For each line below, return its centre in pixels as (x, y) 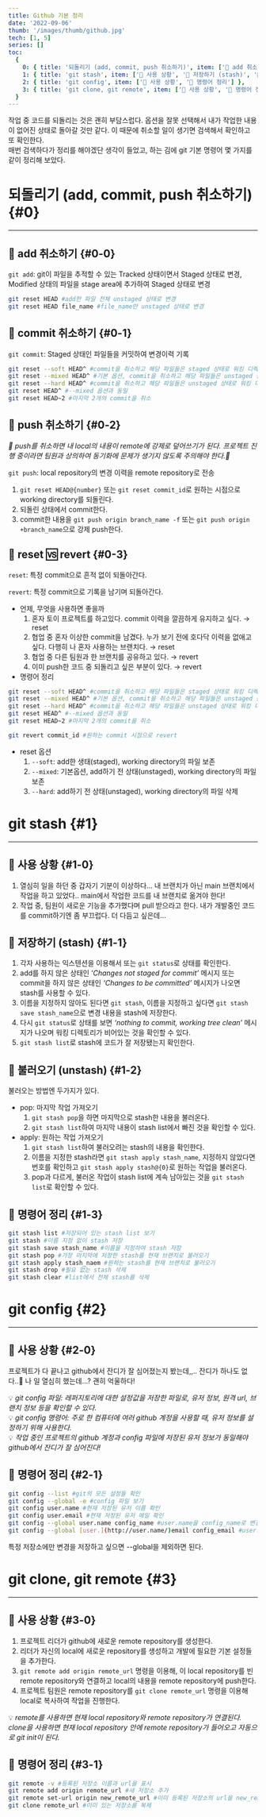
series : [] (26, 45)
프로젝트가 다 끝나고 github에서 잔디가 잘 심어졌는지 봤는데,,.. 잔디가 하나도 (124, 1371)
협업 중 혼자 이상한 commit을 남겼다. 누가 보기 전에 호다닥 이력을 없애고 (141, 637)
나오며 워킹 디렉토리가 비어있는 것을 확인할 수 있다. (113, 1032)
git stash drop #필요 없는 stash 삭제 (67, 1270)
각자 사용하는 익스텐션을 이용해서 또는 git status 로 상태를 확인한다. (125, 963)
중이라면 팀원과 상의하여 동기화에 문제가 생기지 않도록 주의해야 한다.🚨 (123, 455)
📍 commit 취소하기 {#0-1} (70, 333)
